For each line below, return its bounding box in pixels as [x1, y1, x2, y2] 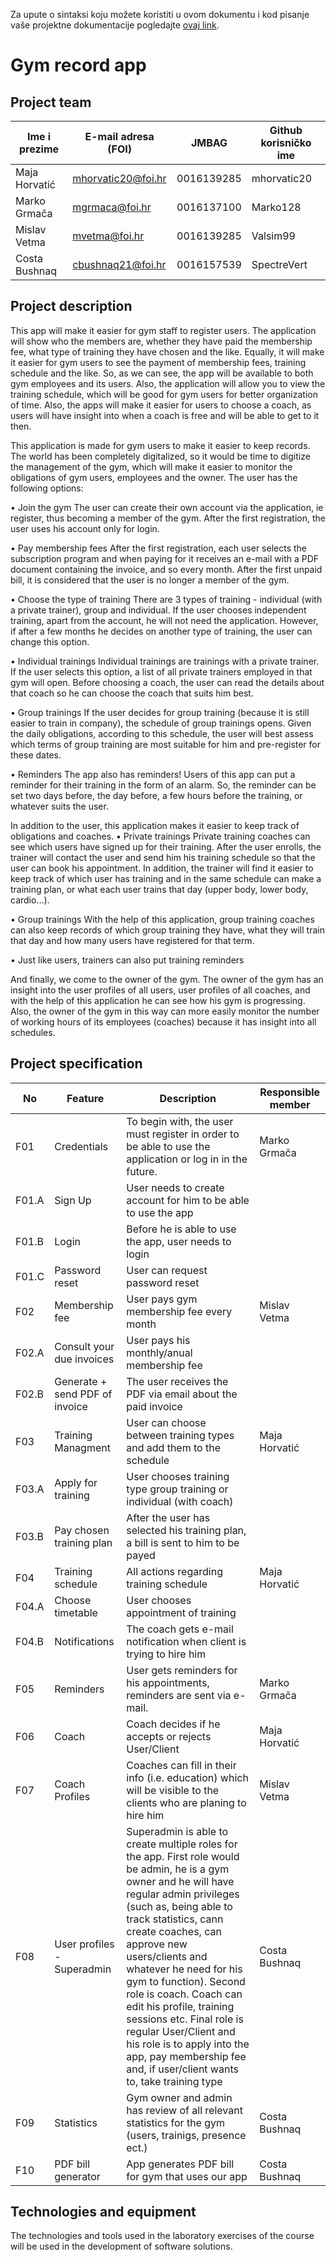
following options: [10, 482, 84, 494]
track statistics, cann [126, 1912, 224, 1926]
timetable [54, 1605, 98, 1619]
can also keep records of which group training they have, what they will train [10, 924, 325, 936]
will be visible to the [126, 1783, 220, 1797]
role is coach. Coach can [126, 1987, 243, 2001]
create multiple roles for [126, 1837, 238, 1851]
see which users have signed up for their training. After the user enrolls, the [10, 840, 322, 853]
